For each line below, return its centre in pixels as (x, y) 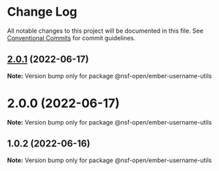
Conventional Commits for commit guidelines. (71, 37)
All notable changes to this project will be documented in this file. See (105, 31)
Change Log (42, 12)
